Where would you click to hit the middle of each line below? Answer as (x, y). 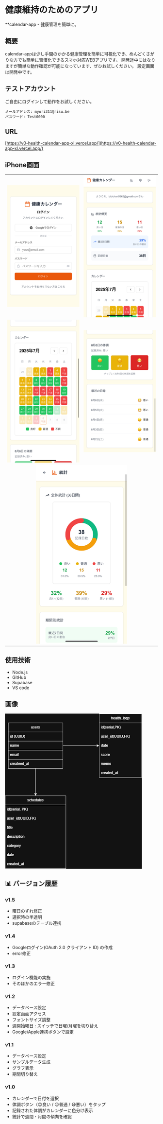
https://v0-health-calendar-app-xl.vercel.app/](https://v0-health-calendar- (81, 143)
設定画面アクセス (29, 1014)
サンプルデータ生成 (31, 1062)
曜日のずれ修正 (27, 911)
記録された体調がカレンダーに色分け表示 (52, 1110)
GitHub (19, 677)
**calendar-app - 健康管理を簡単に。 (42, 24)
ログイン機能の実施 (31, 977)
